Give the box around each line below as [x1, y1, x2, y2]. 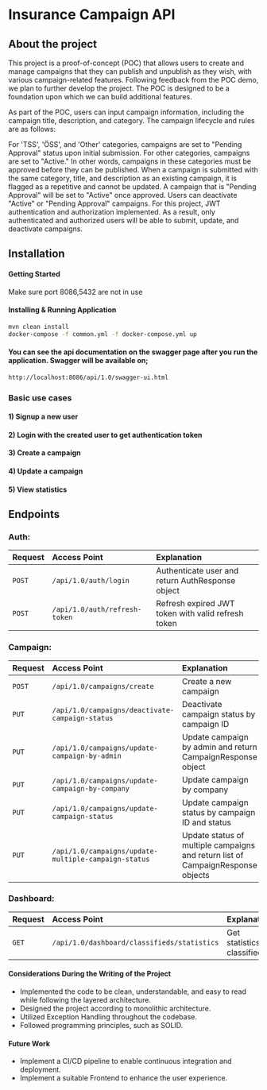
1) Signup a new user [8, 412, 79, 422]
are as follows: [8, 125, 56, 133]
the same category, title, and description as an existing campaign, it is [8, 173, 237, 183]
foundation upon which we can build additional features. [8, 92, 192, 101]
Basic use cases [8, 392, 72, 403]
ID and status [181, 817, 232, 828]
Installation [8, 247, 65, 261]
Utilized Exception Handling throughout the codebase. [19, 1012, 197, 1022]
